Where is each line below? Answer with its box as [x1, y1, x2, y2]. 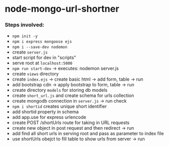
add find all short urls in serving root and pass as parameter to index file [12, 131, 164, 137]
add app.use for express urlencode [12, 114, 86, 120]
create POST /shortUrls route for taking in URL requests [12, 119, 130, 126]
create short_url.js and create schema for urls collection [12, 92, 134, 99]
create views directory [12, 71, 59, 77]
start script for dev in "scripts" [12, 55, 76, 61]
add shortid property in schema [12, 109, 79, 115]
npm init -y [12, 34, 38, 39]
